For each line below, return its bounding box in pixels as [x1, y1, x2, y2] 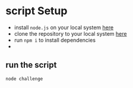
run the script [5, 60, 57, 70]
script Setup [5, 4, 68, 18]
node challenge [5, 76, 43, 81]
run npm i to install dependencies [14, 36, 96, 43]
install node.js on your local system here [14, 24, 114, 31]
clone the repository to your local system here [14, 30, 127, 37]
